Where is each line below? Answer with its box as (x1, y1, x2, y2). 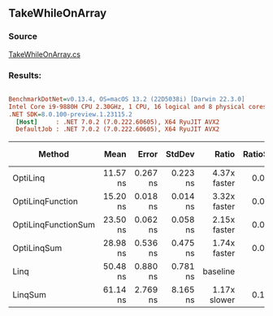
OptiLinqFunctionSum (12, 219, 96, 231)
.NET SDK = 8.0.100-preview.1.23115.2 (8, 110, 132, 119)
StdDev (165, 149, 195, 160)
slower (209, 294, 236, 305)
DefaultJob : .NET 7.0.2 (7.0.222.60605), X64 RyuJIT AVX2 (15, 125, 220, 133)
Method (37, 149, 70, 160)
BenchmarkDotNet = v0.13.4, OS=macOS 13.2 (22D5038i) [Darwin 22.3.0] (8, 95, 245, 103)
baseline (202, 266, 236, 277)
